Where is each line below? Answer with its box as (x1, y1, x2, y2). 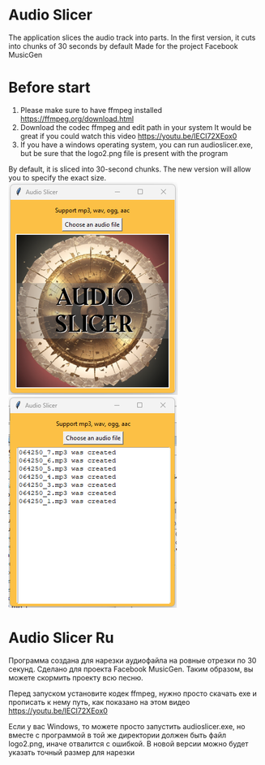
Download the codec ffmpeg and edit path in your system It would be (19, 122, 252, 132)
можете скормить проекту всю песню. (8, 672, 143, 682)
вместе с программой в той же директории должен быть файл (8, 730, 227, 740)
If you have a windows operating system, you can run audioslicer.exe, (19, 140, 254, 150)
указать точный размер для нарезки (8, 747, 135, 757)
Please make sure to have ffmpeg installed (19, 105, 162, 115)
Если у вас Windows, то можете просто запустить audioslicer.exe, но (8, 721, 246, 731)
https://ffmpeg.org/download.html (19, 114, 135, 124)
